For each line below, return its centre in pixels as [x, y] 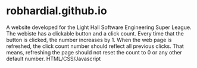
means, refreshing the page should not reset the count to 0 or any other [94, 52]
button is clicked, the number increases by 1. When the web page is [89, 40]
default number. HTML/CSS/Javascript [54, 59]
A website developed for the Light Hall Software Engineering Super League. [99, 27]
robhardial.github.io [57, 11]
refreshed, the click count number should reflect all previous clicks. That [95, 46]
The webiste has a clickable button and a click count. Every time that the [95, 33]
